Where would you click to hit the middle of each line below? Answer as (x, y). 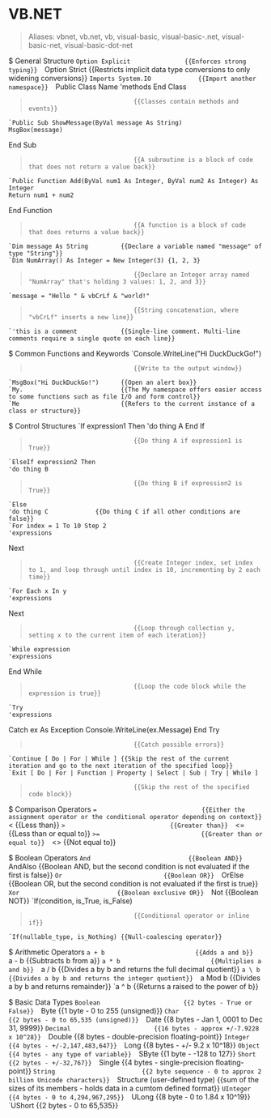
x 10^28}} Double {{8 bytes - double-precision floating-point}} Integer (129, 1036)
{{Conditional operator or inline (191, 915)
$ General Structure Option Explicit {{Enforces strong (127, 61)
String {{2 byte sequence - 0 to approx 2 (148, 1071)
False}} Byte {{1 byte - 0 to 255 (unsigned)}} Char (94, 1010)
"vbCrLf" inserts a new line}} (81, 317)
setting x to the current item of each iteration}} (117, 635)
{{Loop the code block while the (190, 686)
